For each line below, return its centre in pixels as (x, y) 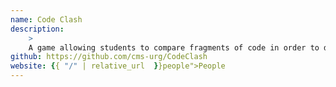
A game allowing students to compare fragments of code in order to (174, 47)
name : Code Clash (46, 19)
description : (37, 29)
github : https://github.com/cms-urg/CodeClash (109, 57)
